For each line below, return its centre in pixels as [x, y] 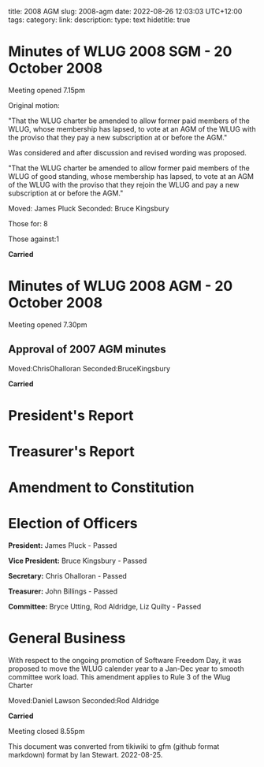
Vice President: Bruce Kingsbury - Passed [78, 561]
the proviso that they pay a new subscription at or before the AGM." [118, 137]
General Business [67, 639]
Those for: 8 [28, 223]
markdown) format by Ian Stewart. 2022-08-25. [86, 755]
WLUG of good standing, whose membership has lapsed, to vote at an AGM [131, 176]
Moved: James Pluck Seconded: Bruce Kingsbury [89, 208]
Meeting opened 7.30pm [48, 324]
